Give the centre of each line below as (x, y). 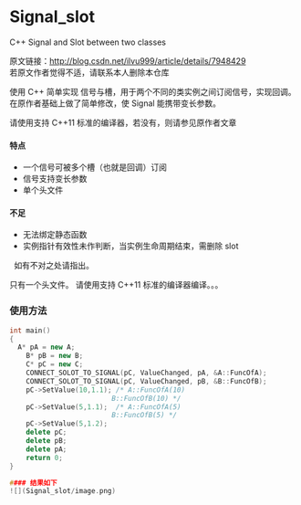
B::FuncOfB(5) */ (144, 416)
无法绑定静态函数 (55, 235)
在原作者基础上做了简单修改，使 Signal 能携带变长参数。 (115, 103)
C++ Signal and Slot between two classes (88, 42)
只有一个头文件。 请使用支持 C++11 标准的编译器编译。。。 (116, 285)
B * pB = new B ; (55, 356)
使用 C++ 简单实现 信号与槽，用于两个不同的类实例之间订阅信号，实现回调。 (153, 91)
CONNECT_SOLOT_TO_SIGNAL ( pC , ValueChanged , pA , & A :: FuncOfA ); (146, 373)
